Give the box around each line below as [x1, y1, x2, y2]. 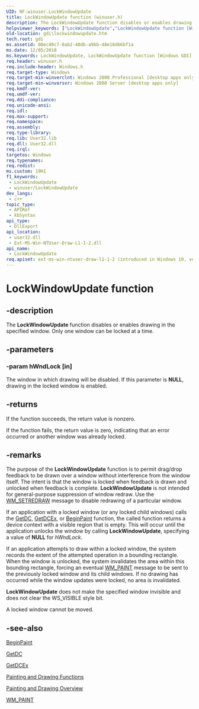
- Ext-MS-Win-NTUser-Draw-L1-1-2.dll [8, 240, 102, 246]
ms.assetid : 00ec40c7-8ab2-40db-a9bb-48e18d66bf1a [6, 42, 134, 48]
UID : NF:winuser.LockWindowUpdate [6, 8, 92, 15]
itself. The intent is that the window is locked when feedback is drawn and [6, 478, 187, 486]
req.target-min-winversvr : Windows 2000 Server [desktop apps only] [6, 81, 179, 86]
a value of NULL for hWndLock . [6, 534, 83, 541]
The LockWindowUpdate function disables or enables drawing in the [6, 321, 176, 328]
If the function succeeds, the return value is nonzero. [6, 415, 136, 422]
